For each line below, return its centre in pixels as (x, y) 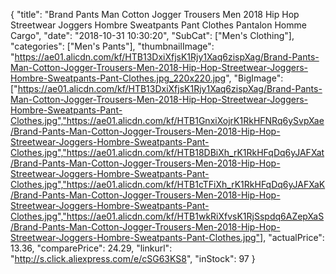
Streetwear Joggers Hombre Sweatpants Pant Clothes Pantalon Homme (158, 25)
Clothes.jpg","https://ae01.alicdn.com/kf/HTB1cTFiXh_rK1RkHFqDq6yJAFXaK (168, 184)
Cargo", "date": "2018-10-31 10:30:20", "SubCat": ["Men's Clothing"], (152, 35)
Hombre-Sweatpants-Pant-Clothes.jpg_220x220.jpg (118, 78)
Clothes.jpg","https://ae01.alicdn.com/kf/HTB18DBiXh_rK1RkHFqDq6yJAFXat (167, 152)
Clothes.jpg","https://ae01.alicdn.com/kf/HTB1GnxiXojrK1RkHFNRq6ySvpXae (167, 120)
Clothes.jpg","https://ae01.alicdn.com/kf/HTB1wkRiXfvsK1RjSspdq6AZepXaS (167, 216)
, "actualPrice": (294, 237)
